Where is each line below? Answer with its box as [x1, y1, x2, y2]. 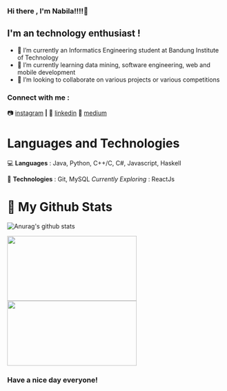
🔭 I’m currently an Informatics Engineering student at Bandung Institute [17, 46, 219, 54]
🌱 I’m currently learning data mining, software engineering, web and [17, 60, 210, 69]
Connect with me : [7, 93, 70, 102]
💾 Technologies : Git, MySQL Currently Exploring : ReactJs [7, 174, 175, 183]
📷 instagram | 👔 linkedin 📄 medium [7, 109, 107, 117]
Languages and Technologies [7, 136, 180, 152]
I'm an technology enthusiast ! [7, 28, 141, 39]
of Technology [17, 53, 59, 62]
